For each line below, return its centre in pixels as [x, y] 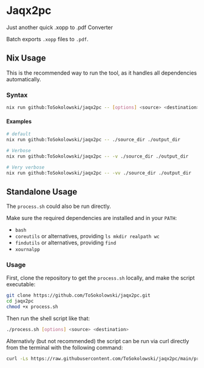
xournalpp [28, 250]
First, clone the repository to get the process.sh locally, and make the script [100, 278]
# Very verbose [25, 167]
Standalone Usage [42, 192]
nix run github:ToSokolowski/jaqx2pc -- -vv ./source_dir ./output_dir [99, 173]
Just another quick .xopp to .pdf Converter [60, 27]
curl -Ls [17, 358]
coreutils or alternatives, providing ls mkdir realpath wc [87, 236]
